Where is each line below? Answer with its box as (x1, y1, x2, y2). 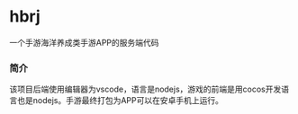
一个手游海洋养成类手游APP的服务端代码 (9, 37, 159, 48)
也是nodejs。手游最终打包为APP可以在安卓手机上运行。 (16, 95, 223, 106)
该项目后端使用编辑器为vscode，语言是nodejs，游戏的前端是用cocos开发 (9, 83, 282, 95)
